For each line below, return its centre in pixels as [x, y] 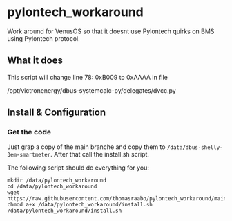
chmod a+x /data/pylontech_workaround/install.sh [80, 205]
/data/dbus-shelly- [195, 148]
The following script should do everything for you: [78, 168]
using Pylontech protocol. [44, 38]
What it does [35, 61]
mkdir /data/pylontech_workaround [57, 181]
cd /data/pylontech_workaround [52, 187]
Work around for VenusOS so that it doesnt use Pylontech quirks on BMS [111, 31]
